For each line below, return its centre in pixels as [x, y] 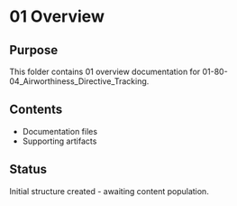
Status [28, 169]
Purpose [34, 50]
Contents [36, 110]
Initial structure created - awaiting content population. [109, 191]
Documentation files [59, 131]
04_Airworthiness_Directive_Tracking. [79, 81]
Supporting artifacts [59, 141]
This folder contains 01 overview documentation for [105, 71]
